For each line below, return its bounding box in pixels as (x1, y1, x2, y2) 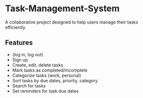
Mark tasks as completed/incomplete (12, 67, 87, 73)
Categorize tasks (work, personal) (12, 72, 82, 78)
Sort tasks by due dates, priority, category (12, 77, 98, 83)
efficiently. (5, 24, 27, 30)
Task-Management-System (5, 3, 120, 14)
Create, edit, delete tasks (12, 62, 63, 68)
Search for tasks (12, 83, 46, 89)
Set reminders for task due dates (12, 88, 79, 94)
